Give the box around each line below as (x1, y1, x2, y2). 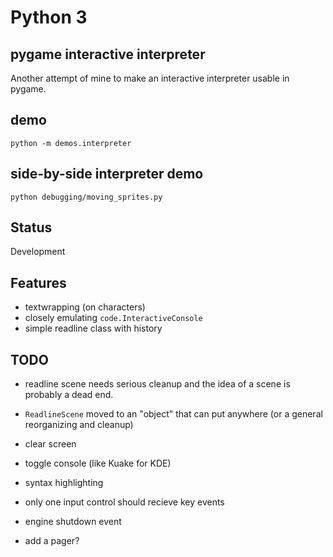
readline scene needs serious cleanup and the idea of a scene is (24, 378, 291, 390)
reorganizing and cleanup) (24, 419, 134, 431)
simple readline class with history (24, 322, 163, 335)
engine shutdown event (24, 516, 122, 528)
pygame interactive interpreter (10, 46, 206, 63)
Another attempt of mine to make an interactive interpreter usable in (10, 72, 290, 84)
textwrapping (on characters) (24, 301, 146, 313)
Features (10, 274, 67, 291)
